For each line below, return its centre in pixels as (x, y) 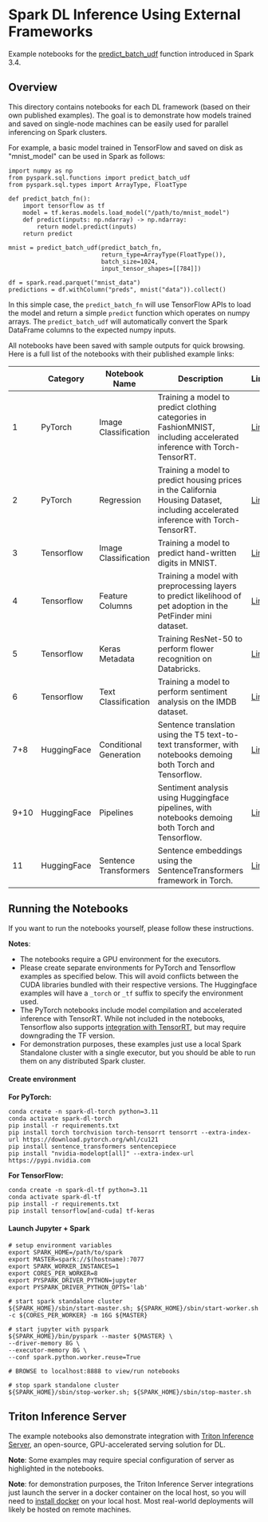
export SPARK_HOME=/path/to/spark (66, 1252)
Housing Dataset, (190, 499)
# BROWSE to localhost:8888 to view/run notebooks (94, 1371)
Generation (120, 754)
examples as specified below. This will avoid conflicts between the (129, 976)
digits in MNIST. (187, 562)
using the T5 (181, 734)
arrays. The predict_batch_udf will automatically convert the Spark (118, 321)
